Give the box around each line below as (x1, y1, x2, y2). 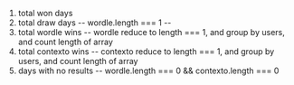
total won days (17, 8, 73, 18)
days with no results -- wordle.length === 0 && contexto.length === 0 (17, 65, 280, 76)
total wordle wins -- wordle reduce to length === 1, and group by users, (17, 27, 285, 37)
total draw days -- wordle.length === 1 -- (17, 17, 172, 28)
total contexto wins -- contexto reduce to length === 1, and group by (17, 46, 275, 57)
